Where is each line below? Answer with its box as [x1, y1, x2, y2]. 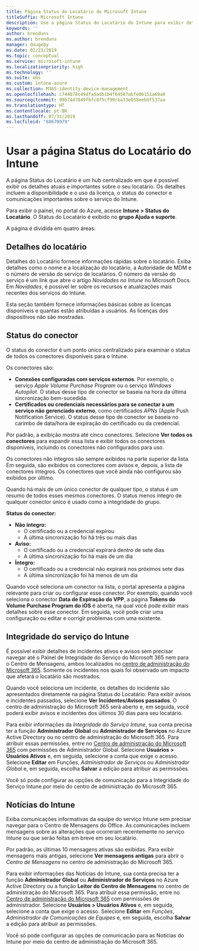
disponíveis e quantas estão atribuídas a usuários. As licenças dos [6, 307, 169, 314]
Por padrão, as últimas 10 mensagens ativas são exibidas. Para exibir [6, 846, 175, 853]
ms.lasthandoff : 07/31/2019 [6, 113, 76, 119]
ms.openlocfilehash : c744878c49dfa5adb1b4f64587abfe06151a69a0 [6, 91, 166, 97]
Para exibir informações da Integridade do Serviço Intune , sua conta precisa [6, 721, 192, 728]
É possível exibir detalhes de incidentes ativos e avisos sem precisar [6, 647, 174, 655]
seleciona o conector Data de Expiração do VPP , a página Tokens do [6, 595, 176, 602]
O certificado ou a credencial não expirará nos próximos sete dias [23, 565, 185, 572]
